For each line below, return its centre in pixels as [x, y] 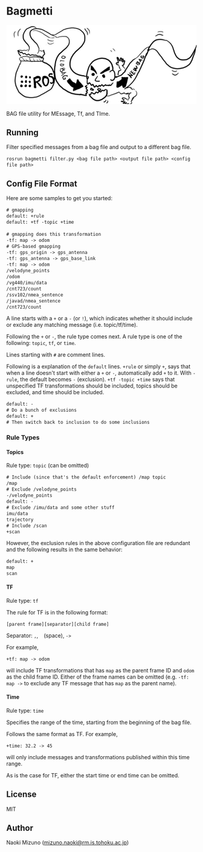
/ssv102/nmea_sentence [35, 295]
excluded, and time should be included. [55, 392]
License [21, 795]
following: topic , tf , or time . [41, 343]
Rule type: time [25, 710]
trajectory [20, 520]
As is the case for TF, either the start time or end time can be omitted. [93, 775]
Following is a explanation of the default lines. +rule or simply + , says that [98, 367]
